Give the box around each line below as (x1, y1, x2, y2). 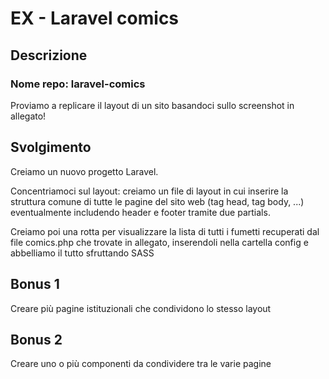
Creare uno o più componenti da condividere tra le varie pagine (10, 358, 272, 370)
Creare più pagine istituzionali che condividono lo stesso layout (10, 302, 272, 314)
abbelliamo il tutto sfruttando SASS (10, 247, 155, 259)
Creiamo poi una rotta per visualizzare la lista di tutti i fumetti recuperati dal (10, 225, 320, 237)
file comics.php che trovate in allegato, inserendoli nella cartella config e (10, 236, 309, 248)
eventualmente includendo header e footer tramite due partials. (10, 206, 271, 218)
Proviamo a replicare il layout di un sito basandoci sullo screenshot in (10, 99, 295, 111)
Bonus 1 (10, 276, 60, 293)
